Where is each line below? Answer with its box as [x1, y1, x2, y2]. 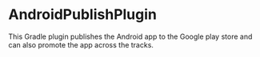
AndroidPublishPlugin [8, 6, 158, 24]
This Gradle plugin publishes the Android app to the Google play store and [8, 32, 253, 41]
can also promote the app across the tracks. [8, 40, 154, 49]
